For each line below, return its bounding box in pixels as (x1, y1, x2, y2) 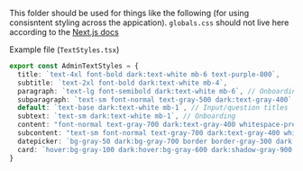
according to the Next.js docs (9, 27, 119, 37)
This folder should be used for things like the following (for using (9, 8, 250, 18)
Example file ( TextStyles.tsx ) (9, 44, 120, 55)
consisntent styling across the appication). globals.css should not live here (9, 17, 289, 28)
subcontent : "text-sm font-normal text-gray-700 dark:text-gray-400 (17, 129, 280, 138)
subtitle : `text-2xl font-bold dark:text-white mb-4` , (17, 78, 228, 87)
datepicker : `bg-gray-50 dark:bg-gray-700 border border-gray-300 (17, 137, 272, 146)
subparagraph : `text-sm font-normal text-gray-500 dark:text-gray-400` (17, 94, 293, 104)
